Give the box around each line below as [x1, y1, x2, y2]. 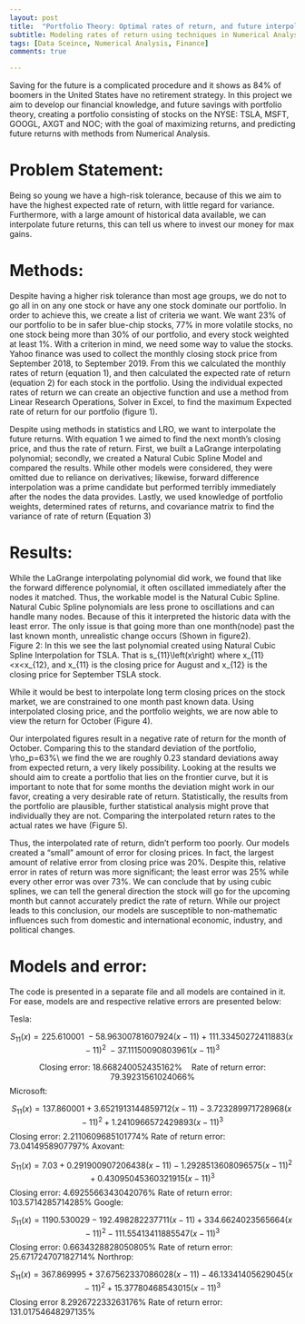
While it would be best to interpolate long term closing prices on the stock [9, 687, 286, 697]
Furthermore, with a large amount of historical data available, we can [9, 210, 266, 221]
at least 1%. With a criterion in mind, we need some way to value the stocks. [9, 339, 293, 350]
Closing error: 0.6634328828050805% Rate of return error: [9, 1241, 233, 1253]
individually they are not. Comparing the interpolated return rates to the [9, 810, 276, 821]
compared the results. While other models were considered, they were [9, 462, 273, 473]
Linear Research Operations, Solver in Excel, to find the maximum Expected [9, 397, 292, 407]
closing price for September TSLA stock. [9, 668, 162, 679]
